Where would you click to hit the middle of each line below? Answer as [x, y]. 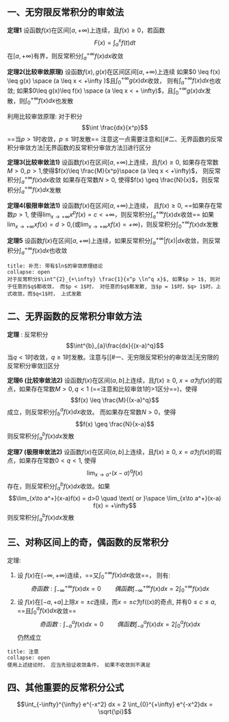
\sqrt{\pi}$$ [115, 712]
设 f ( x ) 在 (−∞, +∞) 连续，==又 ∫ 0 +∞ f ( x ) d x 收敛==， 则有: [94, 575]
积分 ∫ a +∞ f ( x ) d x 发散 [34, 190]
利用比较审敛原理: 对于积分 [45, 117]
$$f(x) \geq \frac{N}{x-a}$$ [115, 424]
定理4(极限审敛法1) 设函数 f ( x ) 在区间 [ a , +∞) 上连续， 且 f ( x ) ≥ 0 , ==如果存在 [112, 205]
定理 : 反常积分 [28, 334]
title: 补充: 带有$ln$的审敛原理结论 [55, 266]
